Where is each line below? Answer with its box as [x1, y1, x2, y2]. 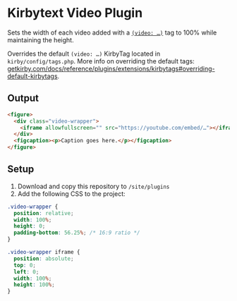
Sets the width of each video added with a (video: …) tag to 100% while [7, 28, 217, 37]
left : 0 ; [13, 268, 39, 276]
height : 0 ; [13, 223, 46, 230]
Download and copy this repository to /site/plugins [17, 182, 170, 190]
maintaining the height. [7, 35, 74, 44]
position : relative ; [13, 209, 74, 216]
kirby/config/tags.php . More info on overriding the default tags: [7, 56, 195, 65]
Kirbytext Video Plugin [7, 5, 143, 21]
